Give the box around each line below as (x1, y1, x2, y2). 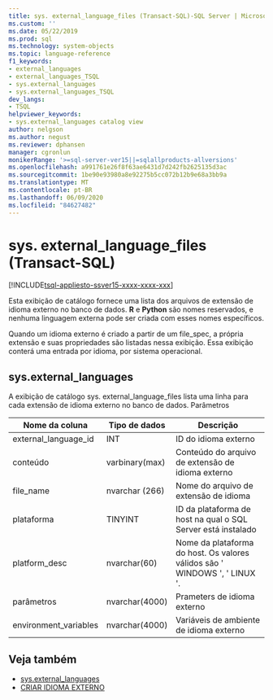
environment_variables (12, 619, 99, 631)
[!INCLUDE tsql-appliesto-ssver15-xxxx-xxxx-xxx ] (8, 280, 174, 290)
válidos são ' (175, 558, 224, 569)
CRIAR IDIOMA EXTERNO (19, 683, 106, 693)
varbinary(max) (106, 457, 166, 468)
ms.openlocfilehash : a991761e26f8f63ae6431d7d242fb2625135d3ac (8, 164, 227, 172)
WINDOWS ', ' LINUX (175, 567, 256, 579)
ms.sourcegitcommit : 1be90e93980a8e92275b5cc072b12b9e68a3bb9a (8, 171, 227, 179)
